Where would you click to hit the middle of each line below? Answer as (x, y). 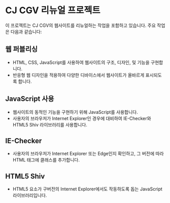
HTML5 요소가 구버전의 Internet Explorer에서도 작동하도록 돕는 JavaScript (87, 189)
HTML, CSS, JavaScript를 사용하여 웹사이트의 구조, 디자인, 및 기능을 (81, 62)
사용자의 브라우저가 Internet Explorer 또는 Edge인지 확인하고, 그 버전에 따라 (88, 154)
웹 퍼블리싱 (22, 49)
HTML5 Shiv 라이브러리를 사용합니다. (50, 125)
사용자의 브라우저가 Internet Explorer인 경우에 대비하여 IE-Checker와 (82, 118)
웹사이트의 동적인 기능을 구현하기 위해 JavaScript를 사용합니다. (75, 112)
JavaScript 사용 (30, 99)
